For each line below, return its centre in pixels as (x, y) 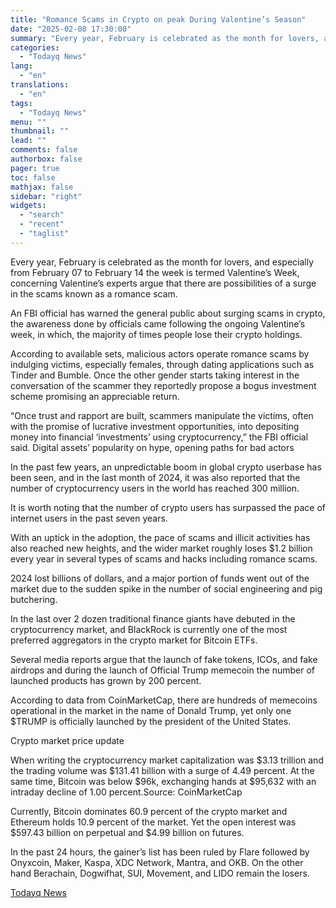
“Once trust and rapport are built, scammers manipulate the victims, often (162, 415)
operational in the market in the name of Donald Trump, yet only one (151, 710)
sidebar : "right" (46, 196)
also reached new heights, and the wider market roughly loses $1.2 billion (161, 548)
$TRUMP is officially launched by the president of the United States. (151, 721)
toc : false (33, 177)
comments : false (44, 150)
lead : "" (28, 141)
